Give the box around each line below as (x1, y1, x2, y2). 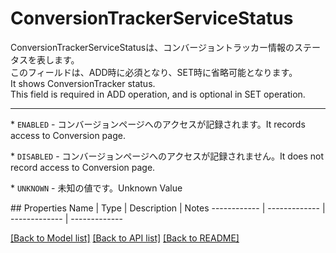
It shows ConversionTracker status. (10, 77, 156, 89)
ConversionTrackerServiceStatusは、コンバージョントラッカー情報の (10, 41, 295, 53)
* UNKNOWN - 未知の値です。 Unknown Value (10, 182, 183, 194)
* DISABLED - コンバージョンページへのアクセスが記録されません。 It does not (10, 150, 325, 162)
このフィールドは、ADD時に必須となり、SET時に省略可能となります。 (10, 66, 298, 78)
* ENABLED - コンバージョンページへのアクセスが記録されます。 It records (10, 118, 306, 130)
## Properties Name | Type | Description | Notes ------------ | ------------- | (10, 202, 326, 214)
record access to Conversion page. (10, 161, 156, 173)
